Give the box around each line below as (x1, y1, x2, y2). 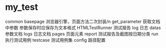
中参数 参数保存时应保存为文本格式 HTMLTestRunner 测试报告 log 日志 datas (5, 24, 161, 31)
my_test (5, 1, 38, 13)
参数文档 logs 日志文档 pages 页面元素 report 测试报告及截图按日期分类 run (5, 31, 159, 37)
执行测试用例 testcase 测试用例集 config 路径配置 (5, 37, 106, 43)
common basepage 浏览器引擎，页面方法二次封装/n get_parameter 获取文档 (5, 18, 161, 24)
